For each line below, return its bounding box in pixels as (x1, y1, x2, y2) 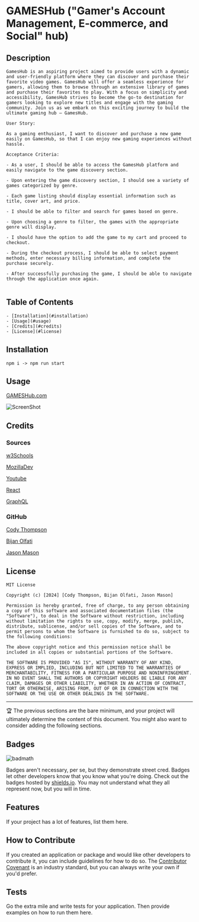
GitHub (6, 513, 27, 521)
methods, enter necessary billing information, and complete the (6, 255, 171, 261)
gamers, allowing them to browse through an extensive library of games (6, 84, 190, 90)
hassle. (6, 141, 25, 147)
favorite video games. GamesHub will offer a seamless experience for (6, 79, 184, 85)
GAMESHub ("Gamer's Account (6, 4, 166, 18)
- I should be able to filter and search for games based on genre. (6, 209, 179, 215)
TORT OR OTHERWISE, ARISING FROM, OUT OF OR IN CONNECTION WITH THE (6, 686, 179, 691)
